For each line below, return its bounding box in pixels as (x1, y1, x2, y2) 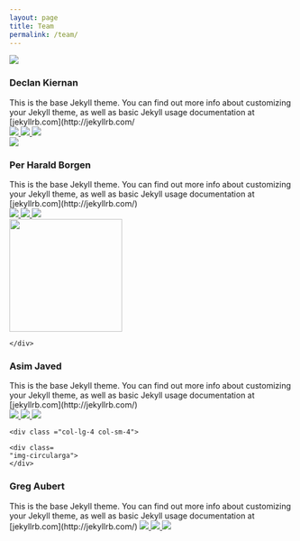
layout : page (9, 13, 59, 23)
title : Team (9, 22, 54, 31)
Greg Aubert (9, 480, 65, 492)
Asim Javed (9, 360, 62, 372)
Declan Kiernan (9, 77, 78, 89)
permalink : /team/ (9, 30, 78, 39)
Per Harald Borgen (9, 159, 92, 171)
